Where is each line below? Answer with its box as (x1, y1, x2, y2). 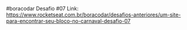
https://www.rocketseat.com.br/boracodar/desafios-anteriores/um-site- (6, 11, 181, 18)
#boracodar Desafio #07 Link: (6, 5, 78, 12)
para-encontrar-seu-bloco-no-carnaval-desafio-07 (6, 18, 131, 24)
